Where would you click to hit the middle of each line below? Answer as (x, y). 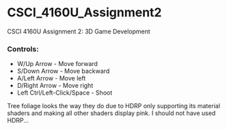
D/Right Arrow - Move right (55, 86)
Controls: (23, 49)
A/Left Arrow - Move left (51, 78)
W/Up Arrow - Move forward (57, 64)
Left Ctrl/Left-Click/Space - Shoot (65, 93)
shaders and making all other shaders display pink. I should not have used (111, 113)
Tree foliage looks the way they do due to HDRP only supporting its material (114, 106)
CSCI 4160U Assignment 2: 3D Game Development (79, 31)
